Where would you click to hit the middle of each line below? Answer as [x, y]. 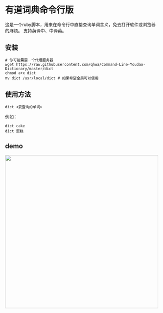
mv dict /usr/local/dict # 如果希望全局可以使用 [52, 78]
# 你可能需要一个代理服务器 [29, 60]
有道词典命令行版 [40, 10]
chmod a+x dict [21, 73]
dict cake [15, 126]
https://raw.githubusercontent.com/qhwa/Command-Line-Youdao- [81, 64]
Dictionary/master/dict [29, 69]
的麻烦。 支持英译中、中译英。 [36, 30]
